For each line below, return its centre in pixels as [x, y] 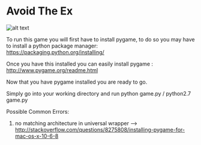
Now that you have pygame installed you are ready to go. [77, 82]
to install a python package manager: [52, 46]
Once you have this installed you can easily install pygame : [80, 64]
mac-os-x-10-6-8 [37, 136]
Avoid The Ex [40, 11]
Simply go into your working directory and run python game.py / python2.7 [98, 93]
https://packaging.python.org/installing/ [55, 52]
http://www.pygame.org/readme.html [52, 70]
